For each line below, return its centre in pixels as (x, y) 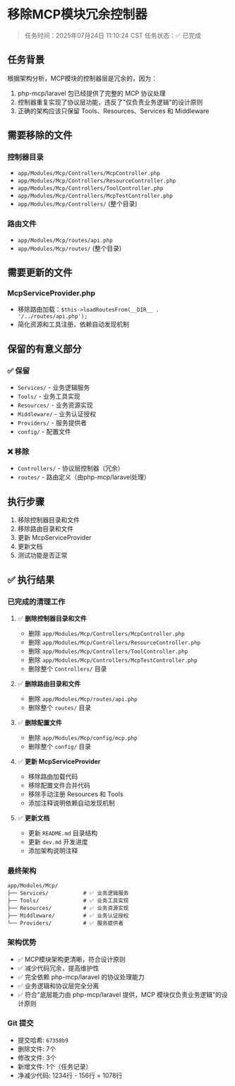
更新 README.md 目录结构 (62, 833)
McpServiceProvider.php (51, 293)
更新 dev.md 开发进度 (58, 842)
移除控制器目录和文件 (48, 520)
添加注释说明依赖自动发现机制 (71, 803)
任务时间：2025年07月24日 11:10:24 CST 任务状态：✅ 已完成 (113, 35)
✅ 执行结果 (31, 580)
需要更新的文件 (40, 273)
